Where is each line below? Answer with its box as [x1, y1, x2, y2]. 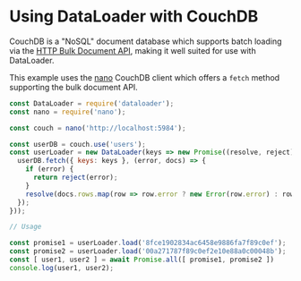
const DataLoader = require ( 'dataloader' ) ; [9, 98, 175, 108]
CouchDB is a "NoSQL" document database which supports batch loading [9, 36, 282, 47]
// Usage [9, 222, 42, 232]
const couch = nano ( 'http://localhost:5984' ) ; [9, 123, 186, 132]
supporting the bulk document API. [9, 81, 139, 92]
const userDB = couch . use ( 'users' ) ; [9, 140, 146, 149]
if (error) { [25, 165, 74, 174]
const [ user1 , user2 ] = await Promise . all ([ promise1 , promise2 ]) [9, 255, 275, 265]
